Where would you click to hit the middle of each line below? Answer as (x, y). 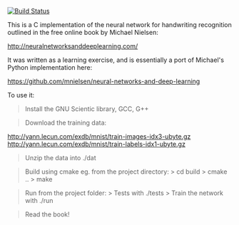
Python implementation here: (50, 67)
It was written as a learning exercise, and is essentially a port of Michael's (116, 60)
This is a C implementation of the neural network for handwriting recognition (119, 25)
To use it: (21, 95)
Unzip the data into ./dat (60, 158)
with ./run (39, 200)
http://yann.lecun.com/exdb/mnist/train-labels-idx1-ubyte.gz (96, 144)
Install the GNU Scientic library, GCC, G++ (87, 109)
